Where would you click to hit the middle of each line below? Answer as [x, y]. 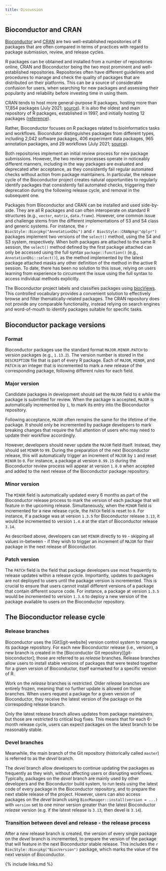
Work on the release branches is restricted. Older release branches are [77, 683]
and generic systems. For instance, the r [46, 226]
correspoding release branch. [35, 704]
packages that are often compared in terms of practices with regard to [77, 47]
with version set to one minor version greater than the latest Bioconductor [81, 805]
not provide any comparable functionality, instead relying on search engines [83, 304]
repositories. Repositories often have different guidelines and [92, 72]
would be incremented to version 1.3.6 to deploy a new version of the [76, 596]
